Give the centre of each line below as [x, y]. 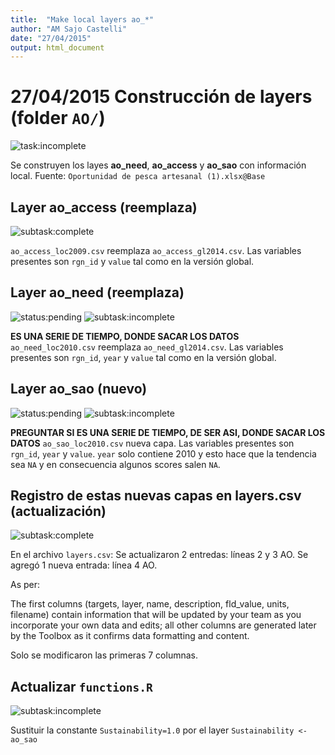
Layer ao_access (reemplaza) [104, 207]
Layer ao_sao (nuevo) [79, 389]
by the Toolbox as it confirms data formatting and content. [130, 636]
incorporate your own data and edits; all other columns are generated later [163, 625]
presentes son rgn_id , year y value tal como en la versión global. [143, 357]
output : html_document [57, 47]
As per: [25, 585]
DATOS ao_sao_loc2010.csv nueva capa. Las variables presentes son [152, 443]
